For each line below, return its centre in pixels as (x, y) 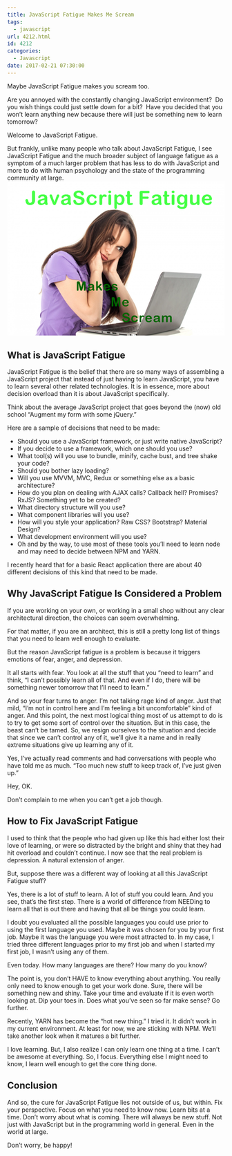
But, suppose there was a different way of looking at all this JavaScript (108, 873)
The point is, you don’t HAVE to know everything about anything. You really (114, 978)
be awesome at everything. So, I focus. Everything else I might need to (108, 1056)
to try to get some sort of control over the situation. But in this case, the (109, 723)
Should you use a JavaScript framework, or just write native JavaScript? (119, 442)
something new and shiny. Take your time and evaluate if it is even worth (110, 993)
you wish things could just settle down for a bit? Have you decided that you (115, 106)
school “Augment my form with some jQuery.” (72, 415)
